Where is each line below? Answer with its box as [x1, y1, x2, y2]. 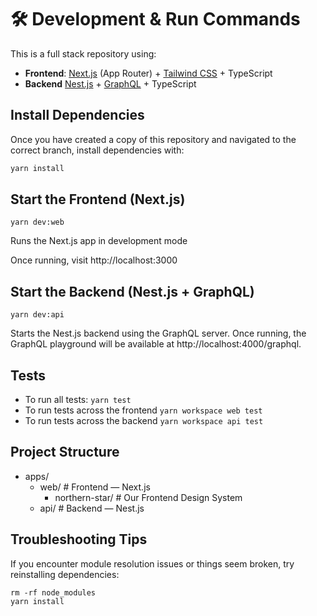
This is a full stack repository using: [10, 47, 157, 60]
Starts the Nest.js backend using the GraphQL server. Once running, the [10, 327, 307, 340]
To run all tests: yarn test [24, 394, 132, 406]
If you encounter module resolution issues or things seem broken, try [10, 557, 295, 570]
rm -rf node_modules [10, 587, 97, 598]
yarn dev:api [10, 310, 65, 320]
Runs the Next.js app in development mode [10, 235, 188, 247]
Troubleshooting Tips [10, 531, 148, 548]
